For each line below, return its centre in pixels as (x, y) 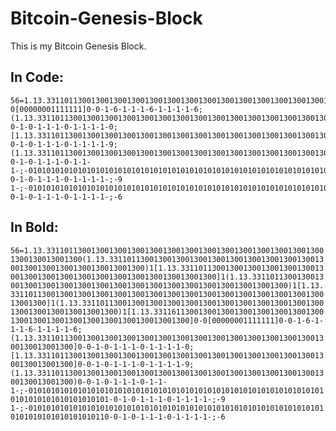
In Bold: (34, 227)
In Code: (37, 77)
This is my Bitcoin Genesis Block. (78, 46)
